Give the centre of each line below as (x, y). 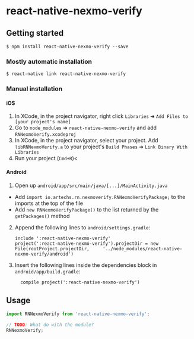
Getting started (35, 33)
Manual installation (34, 89)
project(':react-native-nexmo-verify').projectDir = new (87, 243)
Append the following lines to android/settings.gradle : (82, 227)
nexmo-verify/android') (44, 254)
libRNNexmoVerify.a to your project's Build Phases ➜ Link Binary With (101, 147)
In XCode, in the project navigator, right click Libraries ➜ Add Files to (101, 116)
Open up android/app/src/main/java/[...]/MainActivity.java (91, 185)
